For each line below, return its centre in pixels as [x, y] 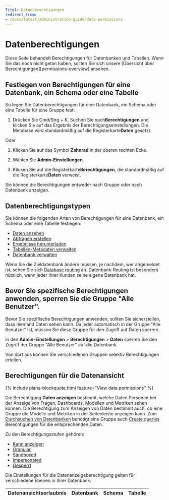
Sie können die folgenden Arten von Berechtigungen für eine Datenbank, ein [84, 218]
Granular [22, 449]
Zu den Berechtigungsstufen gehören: [45, 434]
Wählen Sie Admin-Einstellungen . [48, 160]
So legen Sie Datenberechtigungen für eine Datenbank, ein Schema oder [81, 105]
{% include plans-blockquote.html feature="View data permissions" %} [79, 388]
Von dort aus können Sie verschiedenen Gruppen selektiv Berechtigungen [82, 354]
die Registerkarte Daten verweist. [47, 175]
